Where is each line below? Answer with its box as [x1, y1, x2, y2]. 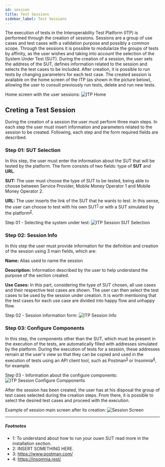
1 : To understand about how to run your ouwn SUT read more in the [12, 436, 149, 441]
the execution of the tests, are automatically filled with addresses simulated [5, 341, 158, 347]
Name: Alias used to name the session [5, 258, 83, 263]
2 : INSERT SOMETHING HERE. [12, 446, 74, 452]
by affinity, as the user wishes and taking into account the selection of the [5, 51, 155, 57]
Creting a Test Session [5, 106, 76, 114]
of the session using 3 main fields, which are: [5, 248, 97, 254]
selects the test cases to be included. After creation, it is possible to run [5, 66, 150, 72]
